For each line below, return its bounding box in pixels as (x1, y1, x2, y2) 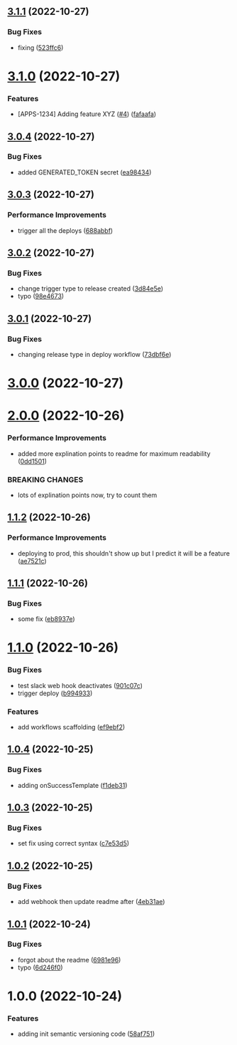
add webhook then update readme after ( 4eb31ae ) (17, 898, 165, 906)
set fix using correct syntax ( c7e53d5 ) (17, 839, 130, 848)
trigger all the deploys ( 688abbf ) (17, 226, 114, 234)
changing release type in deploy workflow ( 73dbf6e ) (17, 350, 172, 358)
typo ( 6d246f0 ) (17, 963, 63, 972)
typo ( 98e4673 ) (17, 292, 65, 301)
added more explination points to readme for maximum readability (17, 449, 211, 458)
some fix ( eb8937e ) (17, 615, 76, 623)
